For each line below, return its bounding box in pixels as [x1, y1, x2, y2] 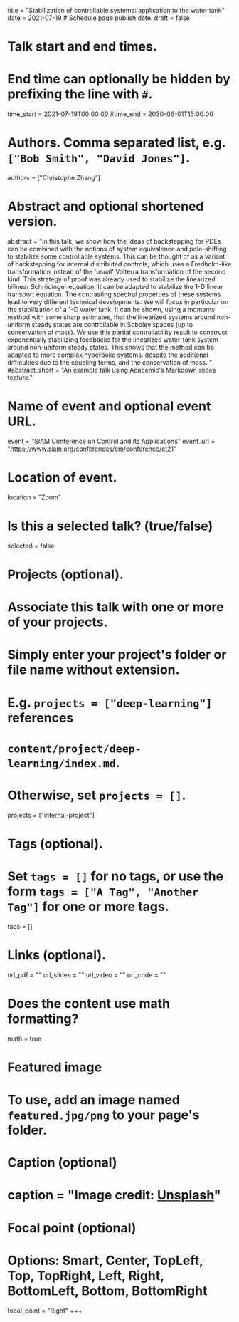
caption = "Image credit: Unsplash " [7, 1187, 221, 1203]
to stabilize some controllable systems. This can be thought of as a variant [7, 252, 225, 261]
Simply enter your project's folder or [7, 647, 227, 663]
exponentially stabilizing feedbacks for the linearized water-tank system [7, 335, 218, 344]
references [7, 709, 74, 726]
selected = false [7, 541, 55, 550]
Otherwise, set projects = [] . [7, 787, 186, 803]
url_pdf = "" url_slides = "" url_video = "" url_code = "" [7, 970, 166, 979]
